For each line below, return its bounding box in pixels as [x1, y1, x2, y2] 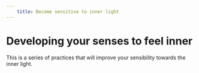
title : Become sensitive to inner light [17, 8, 119, 15]
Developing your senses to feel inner [6, 34, 193, 47]
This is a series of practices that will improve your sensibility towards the [6, 54, 186, 61]
